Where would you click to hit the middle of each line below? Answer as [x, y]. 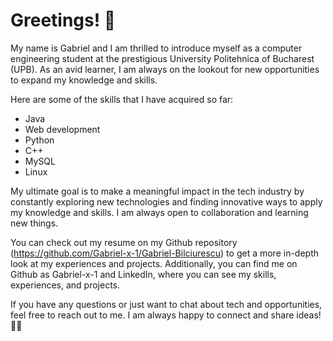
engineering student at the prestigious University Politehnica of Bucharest [162, 58]
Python [39, 140]
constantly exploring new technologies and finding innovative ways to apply [166, 201]
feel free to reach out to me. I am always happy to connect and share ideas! [166, 315]
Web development [62, 129]
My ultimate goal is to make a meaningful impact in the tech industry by [157, 191]
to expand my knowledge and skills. [84, 80]
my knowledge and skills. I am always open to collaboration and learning [159, 212]
